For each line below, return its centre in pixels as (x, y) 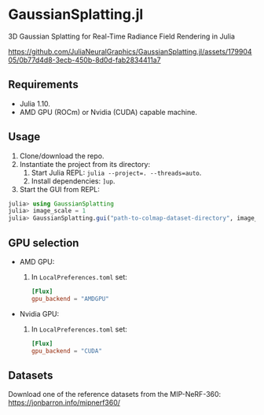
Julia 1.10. (35, 103)
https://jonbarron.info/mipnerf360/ (64, 402)
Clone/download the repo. (62, 156)
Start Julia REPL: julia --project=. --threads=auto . (116, 172)
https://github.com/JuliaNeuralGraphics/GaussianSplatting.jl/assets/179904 (130, 51)
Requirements (43, 85)
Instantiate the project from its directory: (85, 164)
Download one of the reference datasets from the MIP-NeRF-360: (115, 395)
